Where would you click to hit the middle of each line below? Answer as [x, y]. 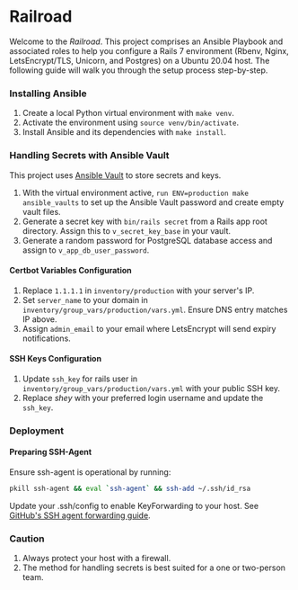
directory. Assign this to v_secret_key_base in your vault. [127, 230]
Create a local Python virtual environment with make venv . [128, 113]
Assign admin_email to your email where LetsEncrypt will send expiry [149, 328]
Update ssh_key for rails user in [80, 379]
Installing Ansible [48, 94]
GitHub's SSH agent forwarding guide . [80, 515]
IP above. [39, 319]
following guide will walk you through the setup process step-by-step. [139, 70]
